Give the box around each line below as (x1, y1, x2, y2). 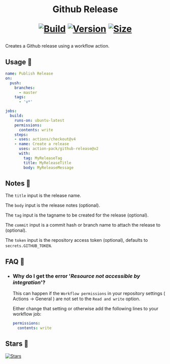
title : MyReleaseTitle (23, 160, 72, 165)
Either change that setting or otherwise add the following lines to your (12, 306, 159, 311)
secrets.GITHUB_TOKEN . (5, 242, 52, 249)
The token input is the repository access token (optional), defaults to (5, 237, 148, 243)
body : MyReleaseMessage (23, 165, 74, 170)
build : (10, 113, 24, 118)
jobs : (5, 108, 17, 114)
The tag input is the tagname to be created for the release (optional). (5, 212, 149, 219)
